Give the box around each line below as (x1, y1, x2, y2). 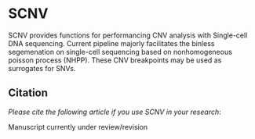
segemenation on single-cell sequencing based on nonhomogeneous (8, 47, 233, 56)
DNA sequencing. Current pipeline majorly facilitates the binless (8, 38, 215, 48)
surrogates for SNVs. (8, 63, 76, 73)
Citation (8, 87, 49, 100)
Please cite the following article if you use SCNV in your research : (8, 107, 221, 116)
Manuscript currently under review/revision (8, 122, 148, 131)
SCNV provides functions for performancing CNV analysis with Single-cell (8, 30, 248, 40)
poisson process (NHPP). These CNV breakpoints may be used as (8, 55, 222, 65)
